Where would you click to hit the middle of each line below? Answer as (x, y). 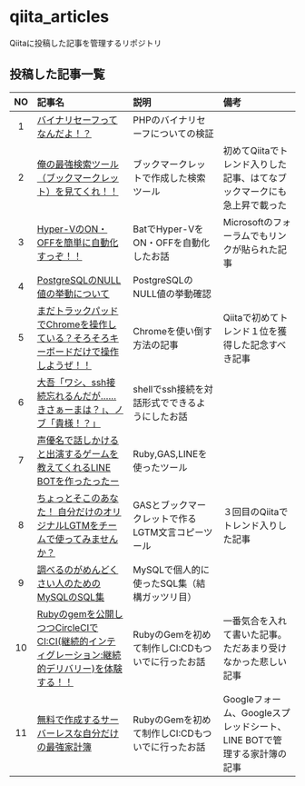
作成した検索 (178, 177)
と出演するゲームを (78, 453)
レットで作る (169, 518)
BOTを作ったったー (78, 481)
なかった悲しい (255, 662)
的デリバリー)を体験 (79, 668)
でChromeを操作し (77, 324)
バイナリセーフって (77, 120)
